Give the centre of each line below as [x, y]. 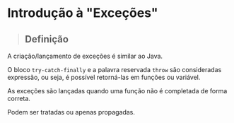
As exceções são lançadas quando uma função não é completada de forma [117, 91]
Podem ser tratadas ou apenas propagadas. [71, 112]
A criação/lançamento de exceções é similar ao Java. [85, 56]
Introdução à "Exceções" [83, 13]
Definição [47, 39]
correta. [19, 98]
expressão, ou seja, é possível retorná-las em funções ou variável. [104, 77]
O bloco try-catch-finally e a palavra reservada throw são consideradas [115, 70]
